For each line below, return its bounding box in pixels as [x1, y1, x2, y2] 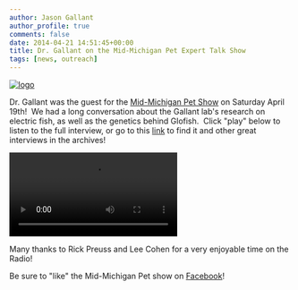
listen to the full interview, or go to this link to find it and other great [9, 125, 257, 135]
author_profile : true [9, 21, 90, 30]
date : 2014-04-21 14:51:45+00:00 [9, 38, 134, 47]
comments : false [9, 30, 70, 38]
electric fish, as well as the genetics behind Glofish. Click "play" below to [9, 115, 281, 126]
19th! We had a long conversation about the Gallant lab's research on [9, 107, 266, 116]
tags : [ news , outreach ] [9, 55, 98, 64]
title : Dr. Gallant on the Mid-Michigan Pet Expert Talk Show [9, 47, 246, 55]
